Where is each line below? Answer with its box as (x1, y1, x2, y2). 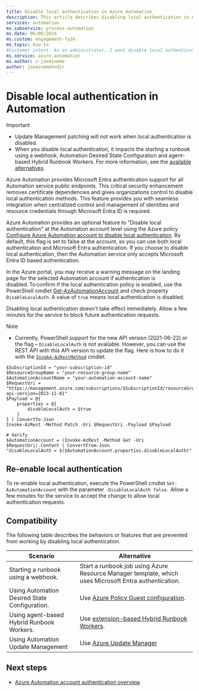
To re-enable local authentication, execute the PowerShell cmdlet (6, 480, 166, 487)
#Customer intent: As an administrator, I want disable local (6, 47, 163, 53)
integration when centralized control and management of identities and (6, 201, 179, 208)
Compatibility (6, 515, 57, 526)
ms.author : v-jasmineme (6, 58, 65, 64)
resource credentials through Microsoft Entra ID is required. (6, 208, 152, 215)
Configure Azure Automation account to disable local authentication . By (6, 232, 181, 239)
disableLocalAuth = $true (27, 406, 92, 412)
